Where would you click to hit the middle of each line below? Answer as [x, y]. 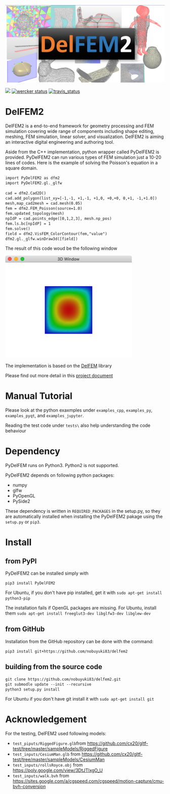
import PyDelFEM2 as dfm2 [32, 178]
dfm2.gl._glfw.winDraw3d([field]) [42, 239]
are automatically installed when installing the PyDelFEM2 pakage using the [84, 516]
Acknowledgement [46, 719]
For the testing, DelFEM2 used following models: [56, 733]
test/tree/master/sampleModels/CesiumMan [59, 759]
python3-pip [18, 598]
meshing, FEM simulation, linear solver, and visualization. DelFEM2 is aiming [84, 137]
